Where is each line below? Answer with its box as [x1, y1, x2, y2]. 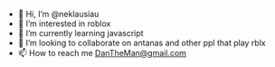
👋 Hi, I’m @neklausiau [17, 9, 100, 19]
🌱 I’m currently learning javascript [17, 28, 144, 38]
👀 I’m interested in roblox [17, 18, 111, 29]
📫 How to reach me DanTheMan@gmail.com [17, 48, 187, 58]
